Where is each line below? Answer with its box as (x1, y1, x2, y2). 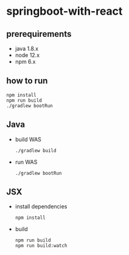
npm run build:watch (15, 243, 68, 249)
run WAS (15, 158, 38, 166)
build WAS (15, 135, 41, 143)
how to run (6, 75, 48, 86)
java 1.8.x (15, 45, 38, 52)
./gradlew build (15, 147, 57, 154)
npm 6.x (15, 58, 36, 65)
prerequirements (6, 29, 72, 39)
